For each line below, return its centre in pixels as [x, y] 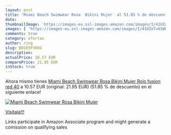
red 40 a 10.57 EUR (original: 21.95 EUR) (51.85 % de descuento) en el [78, 87]
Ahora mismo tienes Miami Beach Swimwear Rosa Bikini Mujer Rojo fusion [83, 82]
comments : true [21, 34]
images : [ [16, 29]
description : [19, 52]
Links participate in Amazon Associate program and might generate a [78, 122]
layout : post [19, 10]
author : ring [19, 43]
